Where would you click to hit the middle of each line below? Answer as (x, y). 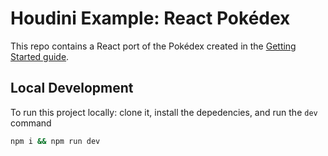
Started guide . (40, 56)
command (31, 123)
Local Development (72, 88)
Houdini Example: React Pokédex (150, 18)
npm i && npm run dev (55, 141)
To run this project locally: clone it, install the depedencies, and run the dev (164, 112)
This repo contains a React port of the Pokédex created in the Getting (153, 46)
